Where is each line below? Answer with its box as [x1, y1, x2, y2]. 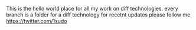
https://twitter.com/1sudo [6, 18, 67, 24]
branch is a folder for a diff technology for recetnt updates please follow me [6, 11, 191, 18]
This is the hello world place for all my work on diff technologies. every [6, 5, 178, 12]
